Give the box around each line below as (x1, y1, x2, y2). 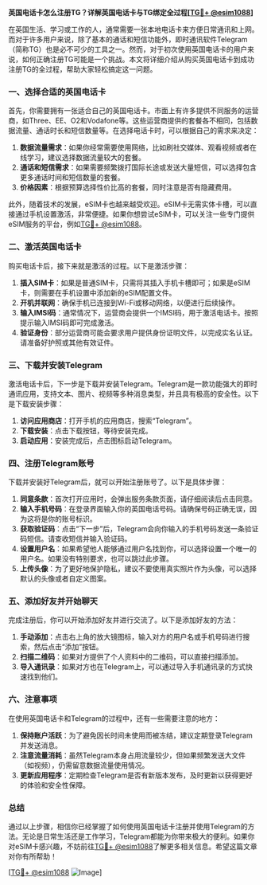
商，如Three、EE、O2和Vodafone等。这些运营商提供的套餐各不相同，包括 (8, 116, 252, 126)
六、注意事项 (8, 694, 58, 705)
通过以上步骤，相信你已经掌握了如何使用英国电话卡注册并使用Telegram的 (8, 822, 248, 832)
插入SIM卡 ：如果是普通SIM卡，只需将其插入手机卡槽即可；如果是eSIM (19, 278, 250, 288)
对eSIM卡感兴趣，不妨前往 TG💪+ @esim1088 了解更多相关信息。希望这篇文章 (8, 842, 258, 852)
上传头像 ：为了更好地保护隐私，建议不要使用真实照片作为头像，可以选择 (19, 564, 257, 574)
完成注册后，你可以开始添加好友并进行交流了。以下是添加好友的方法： (8, 615, 238, 625)
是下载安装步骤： (8, 398, 64, 409)
